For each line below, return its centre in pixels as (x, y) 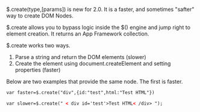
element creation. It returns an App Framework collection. (78, 34)
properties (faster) (38, 70)
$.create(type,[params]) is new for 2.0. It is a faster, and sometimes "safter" (100, 9)
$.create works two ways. (38, 45)
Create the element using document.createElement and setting (93, 64)
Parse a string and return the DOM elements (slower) (80, 57)
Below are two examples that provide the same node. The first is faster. (95, 82)
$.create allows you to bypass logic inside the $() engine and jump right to (98, 27)
